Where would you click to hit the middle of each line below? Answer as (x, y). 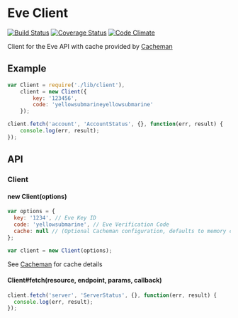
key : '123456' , (55, 98)
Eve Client (38, 13)
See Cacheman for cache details (55, 264)
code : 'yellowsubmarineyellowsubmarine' (93, 105)
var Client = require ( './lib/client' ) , (66, 85)
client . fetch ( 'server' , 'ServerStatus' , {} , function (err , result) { (112, 295)
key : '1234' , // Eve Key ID (55, 218)
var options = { (31, 211)
